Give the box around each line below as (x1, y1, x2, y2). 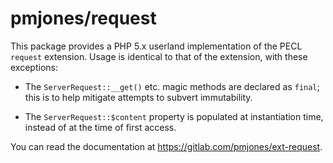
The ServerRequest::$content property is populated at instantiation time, (24, 110, 324, 122)
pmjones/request (10, 7, 157, 30)
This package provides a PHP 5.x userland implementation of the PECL (10, 40, 303, 52)
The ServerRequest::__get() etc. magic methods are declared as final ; (24, 80, 320, 92)
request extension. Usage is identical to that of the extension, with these (10, 50, 308, 62)
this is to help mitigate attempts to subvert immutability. (24, 91, 253, 103)
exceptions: (10, 61, 58, 73)
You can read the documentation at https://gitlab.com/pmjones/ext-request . (10, 140, 323, 152)
